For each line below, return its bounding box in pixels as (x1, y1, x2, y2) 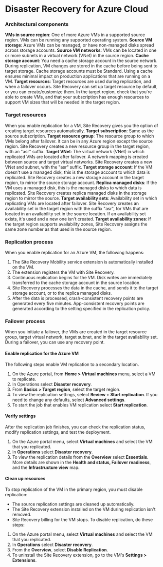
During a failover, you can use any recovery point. (5, 339, 105, 345)
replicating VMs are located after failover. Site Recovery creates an (5, 200, 139, 206)
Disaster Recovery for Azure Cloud (5, 3, 148, 15)
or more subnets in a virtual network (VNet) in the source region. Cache (5, 53, 149, 59)
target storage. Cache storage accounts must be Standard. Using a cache (5, 68, 153, 74)
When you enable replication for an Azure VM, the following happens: (5, 250, 145, 256)
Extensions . (12, 557, 37, 563)
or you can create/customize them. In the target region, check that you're (5, 89, 152, 95)
